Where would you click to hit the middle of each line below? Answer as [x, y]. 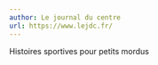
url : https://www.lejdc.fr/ [61, 26]
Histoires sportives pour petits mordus [79, 51]
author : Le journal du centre [65, 17]
